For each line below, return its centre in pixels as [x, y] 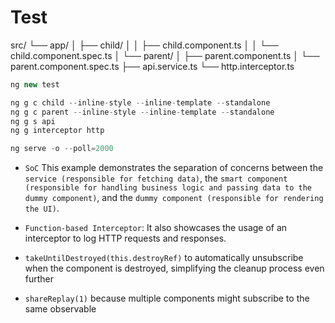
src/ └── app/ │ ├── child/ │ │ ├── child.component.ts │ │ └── [144, 45]
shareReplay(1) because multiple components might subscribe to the [167, 298]
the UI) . [42, 208]
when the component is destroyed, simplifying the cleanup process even [174, 268]
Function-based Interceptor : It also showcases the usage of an [156, 228]
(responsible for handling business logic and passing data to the [168, 188]
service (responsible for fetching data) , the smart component [156, 178]
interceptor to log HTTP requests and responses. [125, 238]
